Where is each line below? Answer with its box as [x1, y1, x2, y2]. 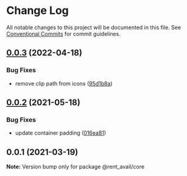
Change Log [6, 4, 69, 18]
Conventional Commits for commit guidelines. [6, 30, 121, 37]
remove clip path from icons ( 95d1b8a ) [15, 80, 113, 87]
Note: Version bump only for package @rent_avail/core [6, 163, 145, 171]
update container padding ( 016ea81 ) [15, 129, 107, 137]
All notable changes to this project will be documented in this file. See [6, 24, 182, 31]
